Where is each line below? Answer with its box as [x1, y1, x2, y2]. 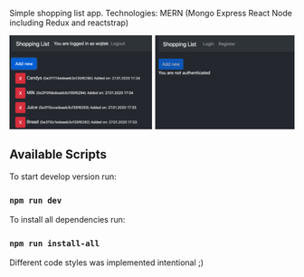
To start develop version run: [9, 171, 117, 182]
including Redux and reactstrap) [9, 17, 129, 28]
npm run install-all [9, 238, 100, 248]
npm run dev [9, 195, 62, 205]
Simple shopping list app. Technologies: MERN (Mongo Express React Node [9, 8, 292, 18]
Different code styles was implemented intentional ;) [9, 257, 204, 268]
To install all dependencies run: [9, 214, 126, 224]
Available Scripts [9, 147, 107, 162]
